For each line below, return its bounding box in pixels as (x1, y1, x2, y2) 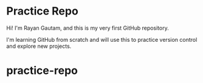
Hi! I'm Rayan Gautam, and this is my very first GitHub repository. (6, 24, 169, 32)
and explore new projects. (6, 42, 72, 50)
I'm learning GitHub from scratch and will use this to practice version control (6, 36, 198, 43)
